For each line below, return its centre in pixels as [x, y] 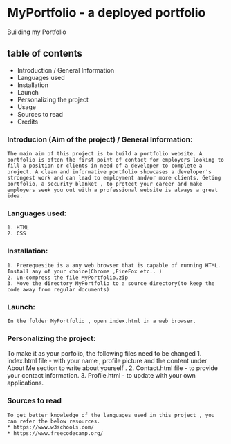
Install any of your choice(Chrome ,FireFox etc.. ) [85, 271]
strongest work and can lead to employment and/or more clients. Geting [114, 178]
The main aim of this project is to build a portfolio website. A [105, 154]
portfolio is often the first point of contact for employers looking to [116, 160]
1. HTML [18, 228]
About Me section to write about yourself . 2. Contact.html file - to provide [112, 368]
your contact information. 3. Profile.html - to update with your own [101, 376]
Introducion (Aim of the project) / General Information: [100, 139]
